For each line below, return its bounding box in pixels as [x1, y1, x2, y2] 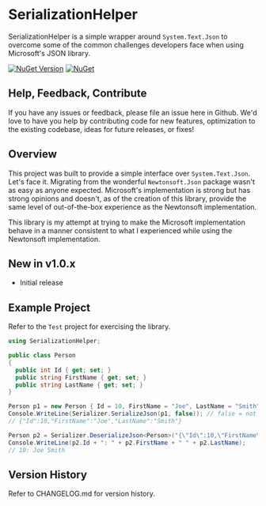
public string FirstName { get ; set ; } [15, 373, 147, 381]
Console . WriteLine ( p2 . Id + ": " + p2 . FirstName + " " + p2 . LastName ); [8, 439, 246, 447]
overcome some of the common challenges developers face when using [8, 40, 244, 49]
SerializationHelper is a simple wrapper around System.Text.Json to [8, 32, 228, 41]
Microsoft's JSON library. [8, 48, 91, 58]
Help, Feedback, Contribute [8, 87, 147, 100]
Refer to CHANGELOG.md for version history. [8, 489, 156, 499]
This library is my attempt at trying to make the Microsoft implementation [8, 217, 245, 227]
